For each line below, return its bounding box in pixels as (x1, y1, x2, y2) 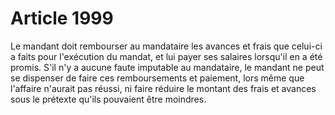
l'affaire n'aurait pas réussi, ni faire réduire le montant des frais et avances (10, 82, 317, 94)
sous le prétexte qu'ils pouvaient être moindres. (10, 93, 207, 105)
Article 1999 (10, 7, 114, 30)
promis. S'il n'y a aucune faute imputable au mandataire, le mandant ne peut (10, 61, 325, 73)
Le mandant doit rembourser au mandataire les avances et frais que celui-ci (10, 40, 323, 52)
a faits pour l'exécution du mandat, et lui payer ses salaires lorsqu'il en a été (10, 50, 323, 62)
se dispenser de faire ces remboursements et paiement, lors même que (10, 72, 305, 84)
